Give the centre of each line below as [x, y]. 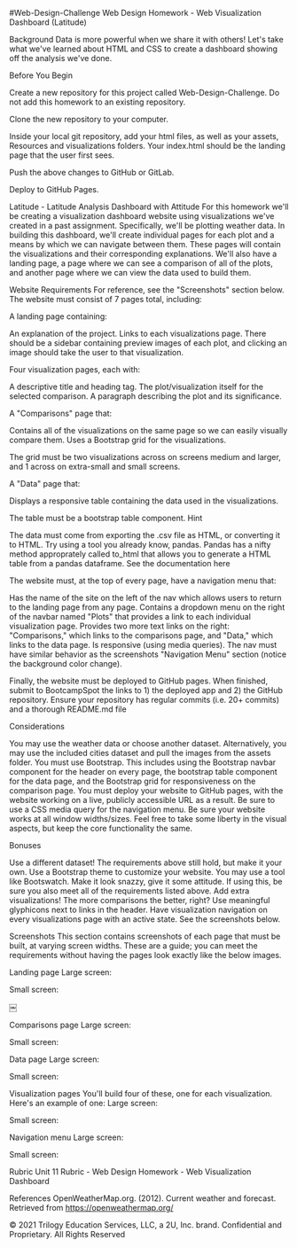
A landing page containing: [59, 316]
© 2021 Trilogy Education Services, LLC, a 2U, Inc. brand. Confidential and [145, 1225]
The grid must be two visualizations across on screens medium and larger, [145, 457]
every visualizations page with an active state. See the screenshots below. [145, 919]
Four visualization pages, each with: [75, 370]
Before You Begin [41, 75]
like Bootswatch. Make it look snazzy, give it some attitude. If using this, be [146, 881]
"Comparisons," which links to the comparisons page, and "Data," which [141, 636]
